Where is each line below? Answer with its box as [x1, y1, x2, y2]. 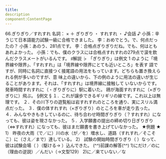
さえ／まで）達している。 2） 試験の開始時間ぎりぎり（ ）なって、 [22, 136, 159, 142]
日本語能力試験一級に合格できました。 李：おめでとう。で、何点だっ [18, 37, 158, 43]
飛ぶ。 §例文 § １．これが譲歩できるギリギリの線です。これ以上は [22, 93, 157, 99]
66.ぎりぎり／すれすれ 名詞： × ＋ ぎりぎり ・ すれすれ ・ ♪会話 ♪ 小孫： [5, 31, 155, 37]
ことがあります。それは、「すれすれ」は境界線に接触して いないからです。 [9, 80, 160, 86]
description [5, 12, 30, 17]
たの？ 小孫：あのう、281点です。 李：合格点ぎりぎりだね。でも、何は [5, 43, 149, 49]
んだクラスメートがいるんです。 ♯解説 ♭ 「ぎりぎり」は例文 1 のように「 [5, 56, 154, 62]
